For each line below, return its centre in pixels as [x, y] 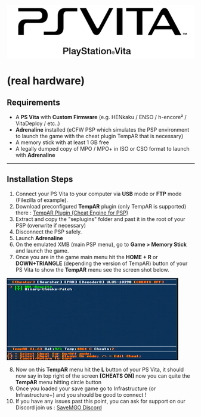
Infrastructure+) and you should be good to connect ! [81, 394]
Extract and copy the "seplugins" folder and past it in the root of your [100, 219]
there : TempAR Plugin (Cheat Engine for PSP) [72, 213]
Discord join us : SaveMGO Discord [58, 407]
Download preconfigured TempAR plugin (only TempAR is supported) [101, 206]
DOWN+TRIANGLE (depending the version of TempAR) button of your [101, 263]
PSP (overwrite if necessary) [50, 225]
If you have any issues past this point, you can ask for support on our [100, 401]
